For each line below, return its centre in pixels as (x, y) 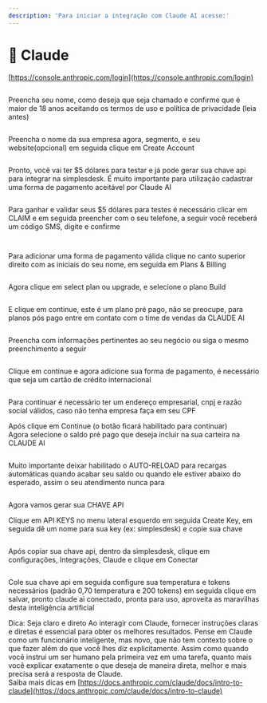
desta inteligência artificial (51, 607)
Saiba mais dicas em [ (45, 682)
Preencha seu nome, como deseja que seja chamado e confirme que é (124, 100)
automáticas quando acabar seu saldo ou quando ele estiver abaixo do (125, 474)
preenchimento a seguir (47, 349)
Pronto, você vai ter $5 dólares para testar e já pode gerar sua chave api (127, 170)
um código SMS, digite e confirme (65, 226)
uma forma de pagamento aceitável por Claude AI (90, 187)
